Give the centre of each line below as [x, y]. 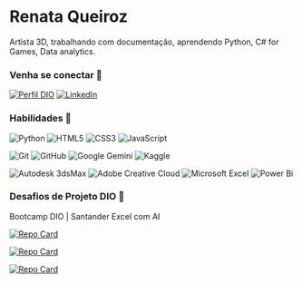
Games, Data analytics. [53, 51]
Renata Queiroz [69, 17]
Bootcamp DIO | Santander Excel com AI [85, 216]
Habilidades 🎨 [40, 118]
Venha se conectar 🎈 [56, 74]
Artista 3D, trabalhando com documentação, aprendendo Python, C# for [144, 42]
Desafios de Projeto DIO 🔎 [67, 197]
